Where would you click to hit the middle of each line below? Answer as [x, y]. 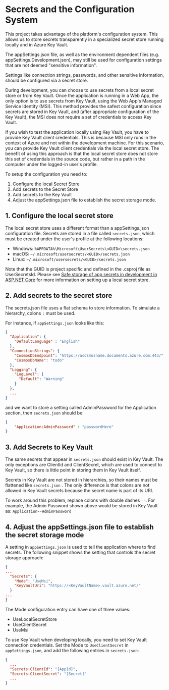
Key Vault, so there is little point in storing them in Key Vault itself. [73, 470]
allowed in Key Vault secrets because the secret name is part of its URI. [79, 491]
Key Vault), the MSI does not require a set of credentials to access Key [78, 117]
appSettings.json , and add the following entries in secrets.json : [72, 650]
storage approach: [24, 558]
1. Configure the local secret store [59, 216]
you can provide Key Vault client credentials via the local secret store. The [82, 148]
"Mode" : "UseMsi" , [34, 581]
